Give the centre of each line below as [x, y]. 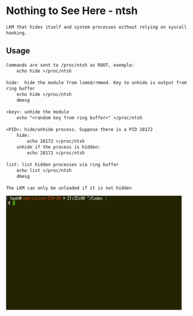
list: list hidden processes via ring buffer [62, 164]
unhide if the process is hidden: [58, 147]
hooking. [17, 33]
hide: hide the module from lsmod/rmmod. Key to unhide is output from [96, 83]
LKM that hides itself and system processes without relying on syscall [96, 27]
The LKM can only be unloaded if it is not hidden [69, 188]
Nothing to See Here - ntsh [72, 11]
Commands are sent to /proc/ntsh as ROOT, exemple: [70, 65]
